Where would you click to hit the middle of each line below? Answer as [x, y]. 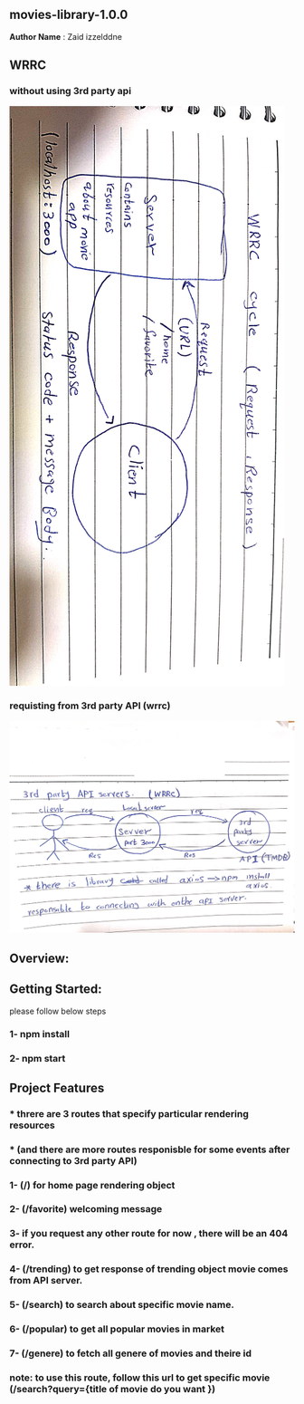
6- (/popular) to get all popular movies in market [117, 1329]
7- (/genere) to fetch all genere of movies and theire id [130, 1353]
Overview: [39, 958]
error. [22, 1245]
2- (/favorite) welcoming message [86, 1209]
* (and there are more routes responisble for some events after [150, 1149]
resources [33, 1125]
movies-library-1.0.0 [69, 15]
